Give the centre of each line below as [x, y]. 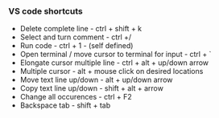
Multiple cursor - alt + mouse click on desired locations [112, 71]
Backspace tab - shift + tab [65, 105]
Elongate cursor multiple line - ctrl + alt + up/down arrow [114, 63]
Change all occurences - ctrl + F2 [76, 97]
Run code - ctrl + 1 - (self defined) [76, 46]
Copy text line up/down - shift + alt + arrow [91, 88]
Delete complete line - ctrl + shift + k [81, 29]
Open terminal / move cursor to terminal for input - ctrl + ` [116, 55]
